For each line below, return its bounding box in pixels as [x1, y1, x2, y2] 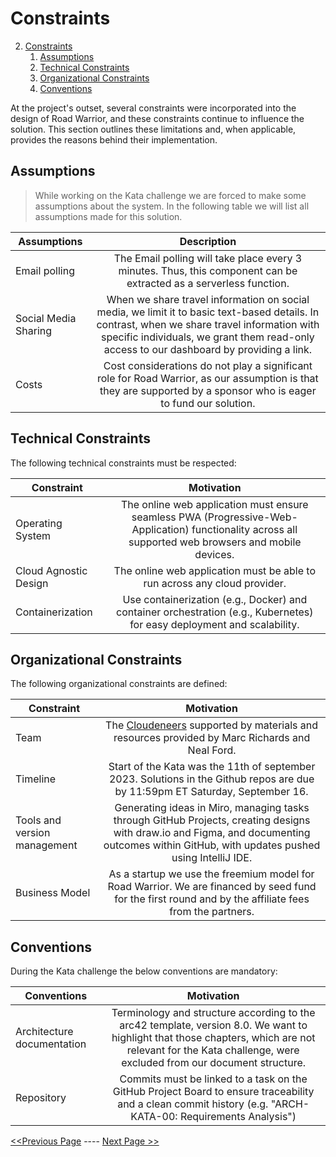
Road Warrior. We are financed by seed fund [107, 880, 317, 894]
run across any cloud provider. [143, 576, 287, 590]
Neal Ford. [187, 743, 237, 757]
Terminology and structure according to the [111, 1006, 316, 1020]
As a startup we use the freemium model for [108, 867, 315, 881]
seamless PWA [131, 510, 202, 524]
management [15, 838, 78, 852]
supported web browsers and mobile [128, 535, 302, 549]
